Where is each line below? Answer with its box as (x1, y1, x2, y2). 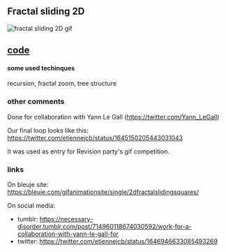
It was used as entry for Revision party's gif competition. (7, 147, 170, 156)
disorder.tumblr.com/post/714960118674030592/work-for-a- (17, 223, 192, 230)
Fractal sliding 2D (7, 6, 85, 17)
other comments (7, 97, 65, 107)
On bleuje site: (7, 181, 49, 188)
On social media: (7, 202, 56, 209)
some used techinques (7, 64, 75, 72)
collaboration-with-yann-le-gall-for (17, 230, 119, 238)
